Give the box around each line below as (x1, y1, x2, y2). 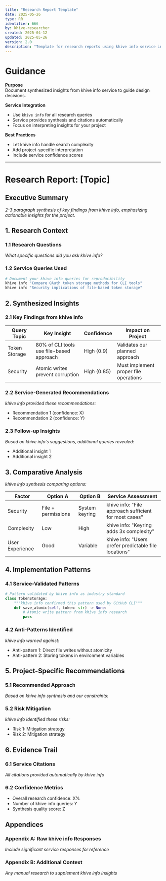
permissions (41, 511, 71, 518)
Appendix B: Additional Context (5, 859, 83, 866)
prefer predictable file (106, 542, 157, 549)
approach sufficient (106, 508, 152, 515)
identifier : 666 (5, 21, 39, 26)
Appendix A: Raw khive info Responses (5, 835, 101, 842)
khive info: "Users (106, 536, 148, 543)
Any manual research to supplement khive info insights (5, 870, 118, 876)
